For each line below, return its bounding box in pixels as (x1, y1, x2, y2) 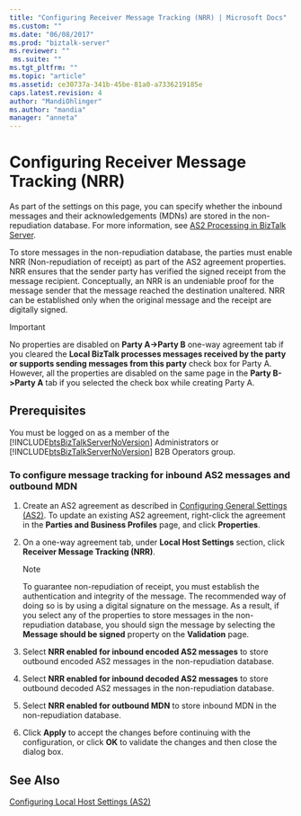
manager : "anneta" (9, 113, 78, 122)
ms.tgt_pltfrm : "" (9, 64, 78, 73)
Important (9, 322, 46, 333)
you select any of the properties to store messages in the (22, 610, 235, 621)
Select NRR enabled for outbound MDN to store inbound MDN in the (22, 700, 277, 711)
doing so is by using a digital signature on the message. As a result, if (22, 600, 280, 611)
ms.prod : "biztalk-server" (9, 38, 111, 48)
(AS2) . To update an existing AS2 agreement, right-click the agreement (22, 510, 286, 521)
